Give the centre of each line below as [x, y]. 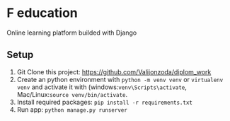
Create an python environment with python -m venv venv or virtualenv [120, 79]
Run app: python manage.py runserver [72, 109]
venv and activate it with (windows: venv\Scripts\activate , [102, 87]
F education [42, 13]
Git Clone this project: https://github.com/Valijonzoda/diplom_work [114, 71]
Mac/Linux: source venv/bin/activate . [72, 94]
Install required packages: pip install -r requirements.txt [104, 102]
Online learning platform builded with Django [72, 33]
